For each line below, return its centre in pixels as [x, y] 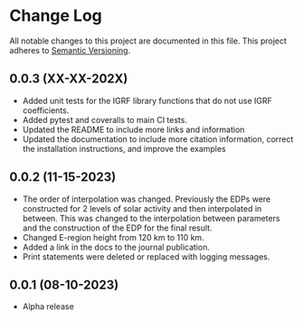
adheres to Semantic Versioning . [70, 50]
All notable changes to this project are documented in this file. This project [148, 41]
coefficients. [46, 110]
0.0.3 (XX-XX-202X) [69, 79]
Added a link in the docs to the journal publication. [116, 247]
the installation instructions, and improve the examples [124, 148]
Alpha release [48, 307]
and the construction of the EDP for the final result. [117, 228]
